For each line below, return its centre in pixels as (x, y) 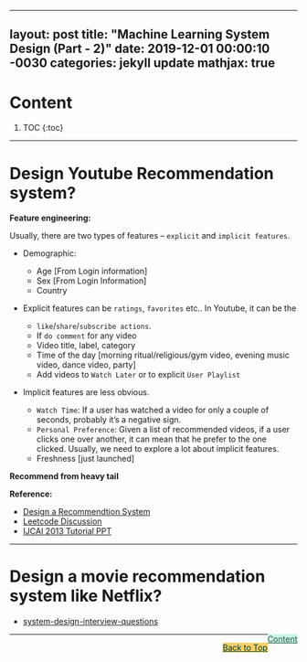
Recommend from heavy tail (64, 476)
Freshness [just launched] (85, 459)
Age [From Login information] (92, 272)
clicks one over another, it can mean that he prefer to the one (151, 439)
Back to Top (245, 648)
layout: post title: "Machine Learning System (140, 34)
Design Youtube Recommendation (142, 173)
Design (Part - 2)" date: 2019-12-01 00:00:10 (140, 49)
